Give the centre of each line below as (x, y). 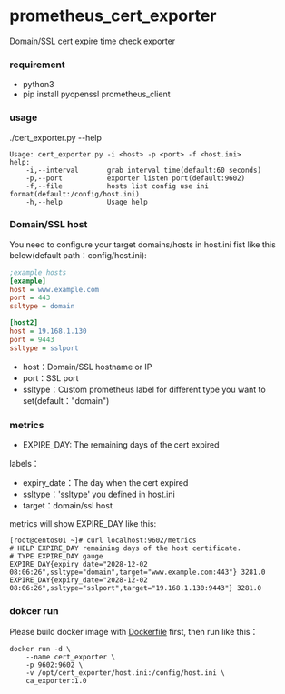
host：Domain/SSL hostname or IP (87, 367)
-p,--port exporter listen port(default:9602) (136, 178)
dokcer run (34, 610)
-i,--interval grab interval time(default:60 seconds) (143, 170)
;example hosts (38, 272)
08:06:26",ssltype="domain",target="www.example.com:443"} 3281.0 (138, 572)
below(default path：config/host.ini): (78, 255)
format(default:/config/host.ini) (75, 194)
